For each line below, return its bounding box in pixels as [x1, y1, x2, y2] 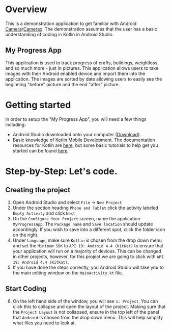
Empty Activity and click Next [12, 210, 75, 216]
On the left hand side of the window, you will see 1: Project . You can [12, 298, 158, 304]
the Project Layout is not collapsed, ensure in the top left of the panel [12, 309, 159, 315]
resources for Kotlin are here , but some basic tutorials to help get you [12, 142, 158, 148]
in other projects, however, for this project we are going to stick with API [12, 253, 164, 260]
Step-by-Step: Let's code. [5, 165, 118, 177]
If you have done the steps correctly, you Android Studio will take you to [12, 264, 164, 270]
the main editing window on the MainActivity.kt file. [12, 269, 123, 276]
